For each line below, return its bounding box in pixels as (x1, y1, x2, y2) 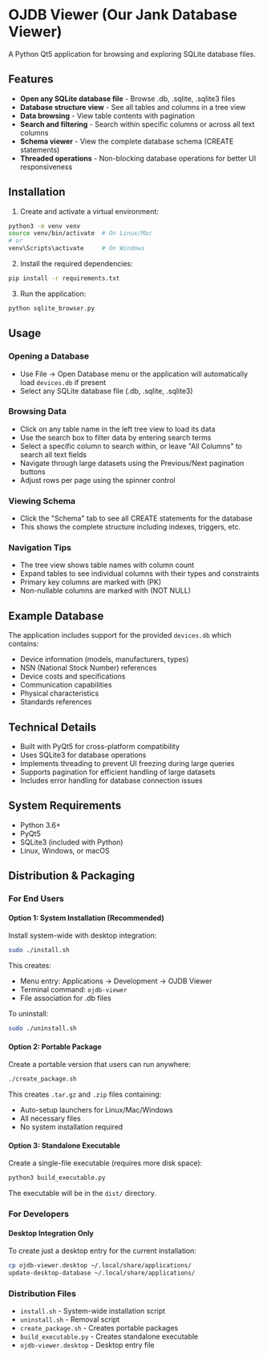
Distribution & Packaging (8, 869, 135, 883)
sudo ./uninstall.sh (8, 1024, 78, 1032)
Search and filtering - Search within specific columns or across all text (19, 119, 255, 129)
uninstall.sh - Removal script (19, 1315, 120, 1324)
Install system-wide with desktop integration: (8, 930, 157, 940)
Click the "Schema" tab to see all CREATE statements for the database (19, 513, 253, 523)
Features (8, 72, 54, 86)
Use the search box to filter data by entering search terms (19, 432, 212, 442)
